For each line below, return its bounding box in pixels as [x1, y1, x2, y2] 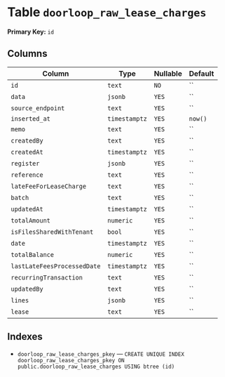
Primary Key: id [7, 27, 55, 36]
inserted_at [11, 114, 51, 123]
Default [189, 68, 214, 78]
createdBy [11, 136, 43, 145]
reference [11, 171, 43, 179]
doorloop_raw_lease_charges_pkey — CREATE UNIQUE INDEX [17, 349, 184, 358]
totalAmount [11, 216, 51, 225]
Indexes [7, 331, 43, 343]
